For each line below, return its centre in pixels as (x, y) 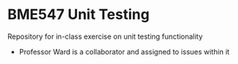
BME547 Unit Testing (79, 15)
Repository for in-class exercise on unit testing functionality (105, 36)
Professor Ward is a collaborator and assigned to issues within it (124, 51)
